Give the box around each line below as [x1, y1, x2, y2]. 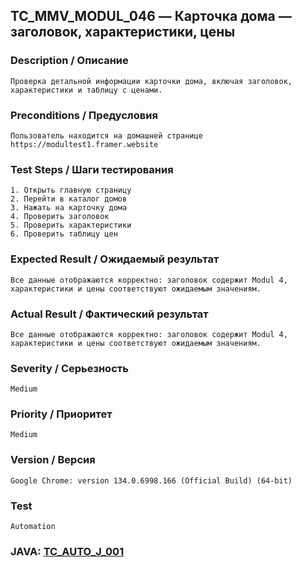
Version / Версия [10, 453, 96, 467]
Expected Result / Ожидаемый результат [10, 252, 220, 266]
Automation [10, 522, 56, 532]
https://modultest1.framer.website [10, 139, 159, 149]
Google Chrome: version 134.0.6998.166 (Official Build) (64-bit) [10, 475, 293, 486]
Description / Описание [10, 54, 129, 68]
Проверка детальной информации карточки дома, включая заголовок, [10, 76, 293, 86]
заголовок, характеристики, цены [10, 24, 236, 41]
